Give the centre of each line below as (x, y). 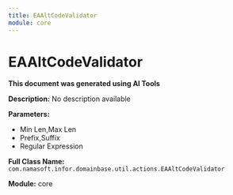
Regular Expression (51, 146)
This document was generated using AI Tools (84, 84)
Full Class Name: (36, 162)
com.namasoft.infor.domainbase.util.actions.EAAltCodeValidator (116, 169)
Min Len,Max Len (48, 129)
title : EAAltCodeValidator (53, 15)
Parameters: (29, 114)
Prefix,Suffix (40, 138)
